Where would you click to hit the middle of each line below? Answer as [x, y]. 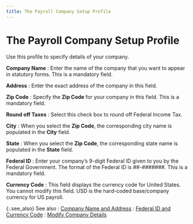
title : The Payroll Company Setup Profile [58, 11]
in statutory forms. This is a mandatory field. [59, 74]
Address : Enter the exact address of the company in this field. [82, 85]
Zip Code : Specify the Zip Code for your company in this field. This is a [93, 97]
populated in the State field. [40, 149]
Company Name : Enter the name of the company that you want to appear [96, 68]
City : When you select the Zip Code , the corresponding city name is [89, 126]
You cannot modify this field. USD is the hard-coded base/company [88, 191]
